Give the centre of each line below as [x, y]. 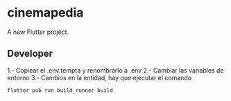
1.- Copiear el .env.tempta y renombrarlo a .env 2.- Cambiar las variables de [115, 70]
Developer [30, 54]
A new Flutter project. [38, 32]
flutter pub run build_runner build [60, 90]
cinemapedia [45, 13]
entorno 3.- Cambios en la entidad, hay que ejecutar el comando [100, 77]
